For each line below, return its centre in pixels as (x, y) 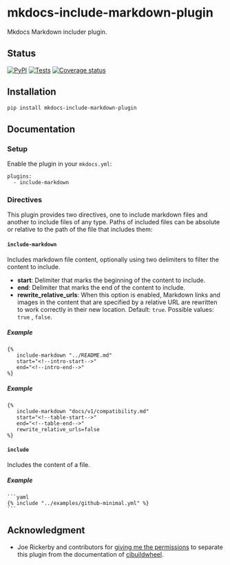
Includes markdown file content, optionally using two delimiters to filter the (113, 259)
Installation (32, 92)
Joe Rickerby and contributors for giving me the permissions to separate (120, 547)
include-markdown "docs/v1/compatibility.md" (83, 411)
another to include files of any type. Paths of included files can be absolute (114, 222)
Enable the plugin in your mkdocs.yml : (60, 164)
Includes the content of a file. (49, 464)
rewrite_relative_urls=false (58, 429)
